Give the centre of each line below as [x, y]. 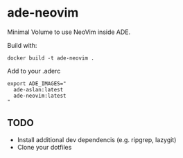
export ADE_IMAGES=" [37, 84]
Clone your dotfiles [44, 147]
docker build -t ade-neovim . [51, 58]
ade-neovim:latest [40, 96]
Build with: [22, 45]
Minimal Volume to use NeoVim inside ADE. [69, 32]
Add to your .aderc [34, 71]
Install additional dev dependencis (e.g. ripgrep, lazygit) [97, 139]
